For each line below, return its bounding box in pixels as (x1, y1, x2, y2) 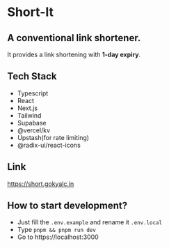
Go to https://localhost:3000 (17, 233, 99, 241)
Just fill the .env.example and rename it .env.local (17, 218, 162, 226)
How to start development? (7, 200, 127, 212)
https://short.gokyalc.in (7, 179, 74, 188)
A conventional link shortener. (7, 32, 141, 44)
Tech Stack (7, 70, 57, 82)
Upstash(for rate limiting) (17, 133, 89, 141)
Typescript (17, 88, 49, 98)
